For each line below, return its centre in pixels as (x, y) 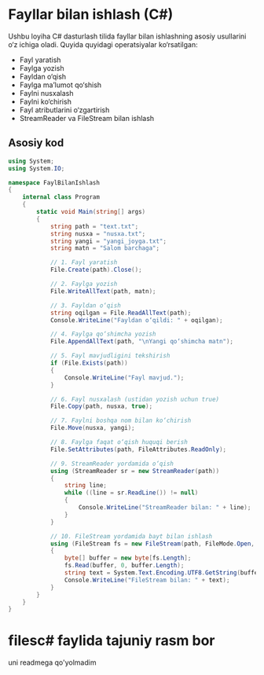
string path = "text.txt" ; (94, 226)
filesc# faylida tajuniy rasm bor (112, 641)
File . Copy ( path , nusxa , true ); (101, 406)
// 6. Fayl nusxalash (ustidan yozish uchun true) (135, 399)
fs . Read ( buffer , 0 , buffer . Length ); (124, 566)
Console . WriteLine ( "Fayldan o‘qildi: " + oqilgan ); (136, 320)
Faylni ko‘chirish (46, 101)
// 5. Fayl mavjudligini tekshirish (110, 356)
